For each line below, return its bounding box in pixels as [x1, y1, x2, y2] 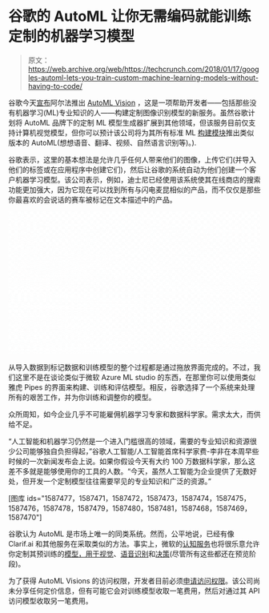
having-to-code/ [27, 81, 82, 90]
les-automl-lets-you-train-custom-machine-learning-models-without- [27, 73, 259, 82]
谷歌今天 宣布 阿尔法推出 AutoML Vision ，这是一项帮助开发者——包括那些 [8, 98, 250, 107]
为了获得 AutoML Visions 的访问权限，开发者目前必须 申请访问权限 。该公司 [8, 575, 254, 585]
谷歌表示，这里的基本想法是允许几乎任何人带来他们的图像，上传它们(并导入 [8, 154, 257, 164]
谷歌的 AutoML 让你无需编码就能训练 [8, 7, 251, 26]
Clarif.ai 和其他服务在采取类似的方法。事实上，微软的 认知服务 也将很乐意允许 [8, 539, 260, 548]
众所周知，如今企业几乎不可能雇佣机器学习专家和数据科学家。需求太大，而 [8, 409, 254, 419]
